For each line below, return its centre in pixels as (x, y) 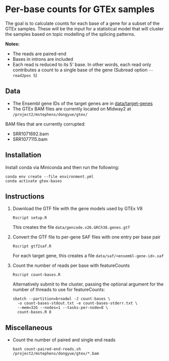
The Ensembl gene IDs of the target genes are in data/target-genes (82, 103)
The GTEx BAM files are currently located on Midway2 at (72, 109)
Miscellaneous (29, 328)
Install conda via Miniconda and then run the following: (62, 167)
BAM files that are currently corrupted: (46, 124)
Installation (23, 155)
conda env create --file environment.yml (50, 176)
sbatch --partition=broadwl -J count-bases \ (61, 299)
